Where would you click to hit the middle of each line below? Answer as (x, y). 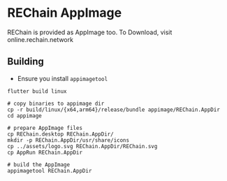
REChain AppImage (65, 13)
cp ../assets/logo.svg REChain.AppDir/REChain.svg (82, 146)
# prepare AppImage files (45, 128)
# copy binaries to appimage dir (56, 103)
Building (25, 62)
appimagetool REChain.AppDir (50, 171)
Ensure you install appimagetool (63, 78)
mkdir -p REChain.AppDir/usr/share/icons (68, 140)
